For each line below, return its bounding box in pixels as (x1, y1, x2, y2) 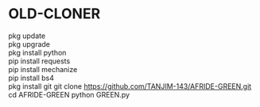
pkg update (8, 31, 46, 40)
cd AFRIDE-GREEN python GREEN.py (8, 90, 130, 99)
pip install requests (8, 56, 71, 66)
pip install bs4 (8, 73, 54, 82)
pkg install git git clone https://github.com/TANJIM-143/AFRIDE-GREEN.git (8, 81, 252, 91)
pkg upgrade (8, 39, 50, 48)
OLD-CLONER (8, 5, 101, 23)
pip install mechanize (8, 64, 78, 74)
